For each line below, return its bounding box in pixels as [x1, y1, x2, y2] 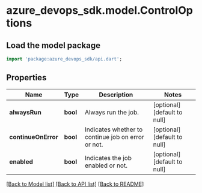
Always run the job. [84, 108, 139, 116]
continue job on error [84, 132, 144, 141]
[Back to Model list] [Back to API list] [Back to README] [6, 180, 144, 188]
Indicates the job [84, 153, 132, 162]
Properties [6, 73, 47, 83]
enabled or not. [84, 161, 128, 170]
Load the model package [6, 40, 101, 50]
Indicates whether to [84, 125, 143, 134]
